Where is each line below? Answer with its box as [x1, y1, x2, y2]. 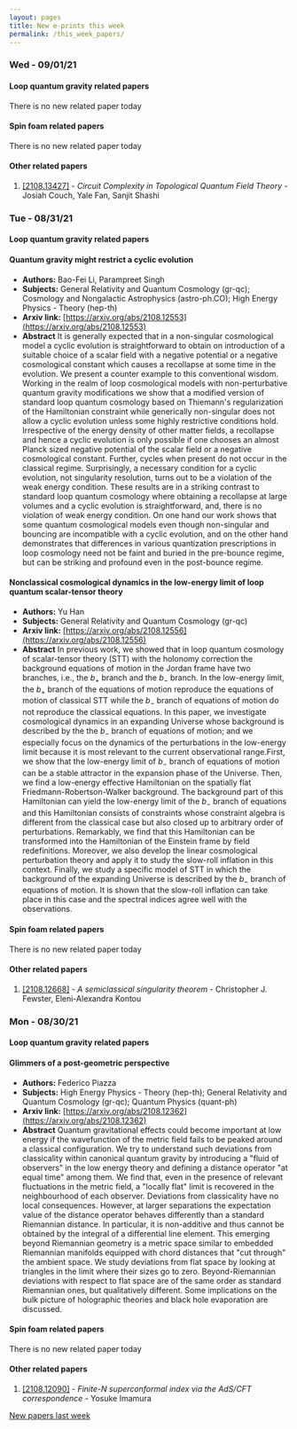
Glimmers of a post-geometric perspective [9, 1057, 170, 1068]
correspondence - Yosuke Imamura [21, 1393, 152, 1403]
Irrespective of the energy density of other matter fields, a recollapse [21, 425, 275, 436]
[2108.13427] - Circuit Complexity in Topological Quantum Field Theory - [21, 180, 288, 191]
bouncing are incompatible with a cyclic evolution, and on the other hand [21, 529, 288, 539]
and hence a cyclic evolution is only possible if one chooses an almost [21, 434, 279, 444]
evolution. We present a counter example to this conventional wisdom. [21, 368, 279, 379]
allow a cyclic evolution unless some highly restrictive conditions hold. [21, 415, 279, 426]
